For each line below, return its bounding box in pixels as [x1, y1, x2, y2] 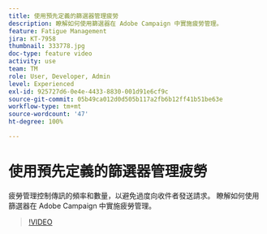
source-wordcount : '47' [8, 110, 89, 119]
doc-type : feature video [8, 50, 93, 58]
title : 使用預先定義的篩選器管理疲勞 [8, 11, 119, 20]
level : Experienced [8, 80, 75, 88]
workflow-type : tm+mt [8, 102, 82, 110]
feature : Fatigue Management [8, 27, 107, 35]
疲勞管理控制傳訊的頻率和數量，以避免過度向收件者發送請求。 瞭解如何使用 [8, 190, 260, 200]
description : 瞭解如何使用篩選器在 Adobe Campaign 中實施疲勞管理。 [8, 19, 223, 28]
